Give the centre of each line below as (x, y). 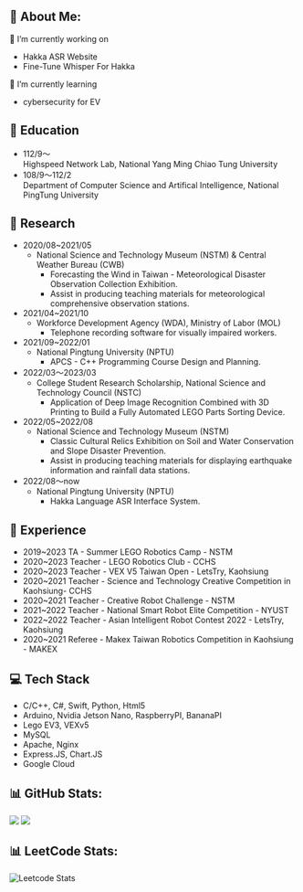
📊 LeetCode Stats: (64, 851)
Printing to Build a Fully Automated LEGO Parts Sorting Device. (167, 412)
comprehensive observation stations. (120, 303)
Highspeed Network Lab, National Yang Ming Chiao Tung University (150, 164)
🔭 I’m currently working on (59, 38)
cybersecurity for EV (62, 101)
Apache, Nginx (51, 745)
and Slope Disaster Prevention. (108, 451)
